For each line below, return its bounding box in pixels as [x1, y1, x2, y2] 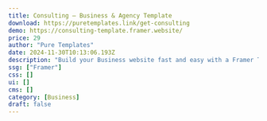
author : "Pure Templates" [8, 41, 94, 49]
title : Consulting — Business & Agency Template [8, 11, 172, 20]
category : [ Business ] [8, 93, 80, 101]
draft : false [8, 100, 52, 108]
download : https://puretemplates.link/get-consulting [8, 19, 191, 27]
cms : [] [8, 85, 34, 94]
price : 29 [8, 33, 41, 42]
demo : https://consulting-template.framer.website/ [8, 26, 183, 34]
